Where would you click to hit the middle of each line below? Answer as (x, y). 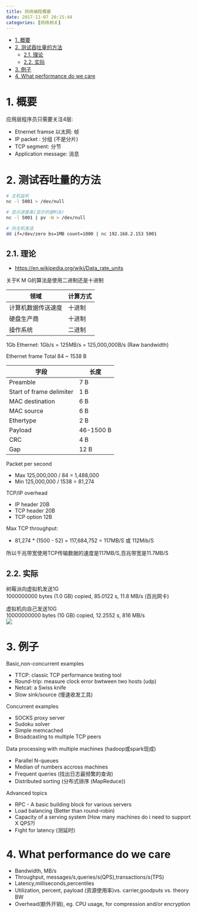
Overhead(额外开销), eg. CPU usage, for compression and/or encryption (102, 904)
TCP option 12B (33, 517)
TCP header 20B (35, 511)
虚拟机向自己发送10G (32, 609)
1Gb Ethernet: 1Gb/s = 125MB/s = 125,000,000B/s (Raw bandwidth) (88, 345)
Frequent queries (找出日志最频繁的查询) (64, 774)
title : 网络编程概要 (29, 12)
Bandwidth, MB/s (36, 871)
